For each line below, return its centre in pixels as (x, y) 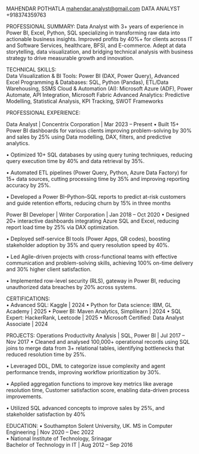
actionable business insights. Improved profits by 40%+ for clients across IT (99, 39)
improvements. (24, 396)
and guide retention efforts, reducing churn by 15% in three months (89, 203)
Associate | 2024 (27, 324)
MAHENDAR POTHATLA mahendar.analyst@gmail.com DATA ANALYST (93, 9)
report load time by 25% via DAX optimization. (63, 227)
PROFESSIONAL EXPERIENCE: (43, 113)
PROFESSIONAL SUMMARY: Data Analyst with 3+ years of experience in (95, 26)
